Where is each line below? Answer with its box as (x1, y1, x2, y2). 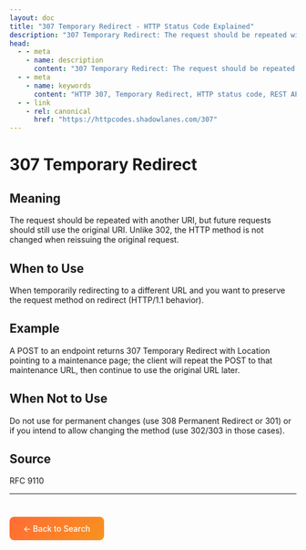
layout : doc (9, 13, 55, 23)
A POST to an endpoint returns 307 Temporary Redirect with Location (9, 345, 270, 356)
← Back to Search (23, 524, 91, 534)
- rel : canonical (25, 107, 92, 116)
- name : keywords (25, 81, 92, 90)
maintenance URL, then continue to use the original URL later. (9, 364, 240, 375)
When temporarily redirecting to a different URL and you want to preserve (9, 285, 286, 296)
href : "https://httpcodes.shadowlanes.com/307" (33, 115, 219, 124)
